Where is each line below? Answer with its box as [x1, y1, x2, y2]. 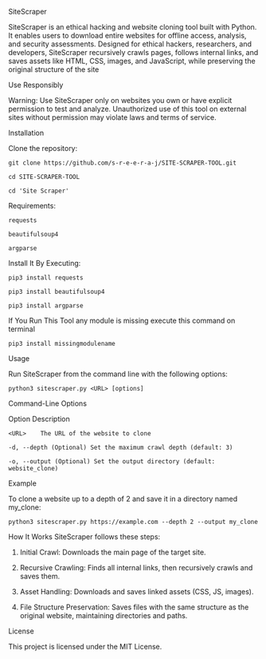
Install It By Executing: [8, 259, 81, 268]
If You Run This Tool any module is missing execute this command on [8, 316, 236, 325]
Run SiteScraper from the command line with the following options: [8, 369, 229, 379]
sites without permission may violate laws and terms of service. [8, 113, 217, 122]
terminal [8, 324, 36, 334]
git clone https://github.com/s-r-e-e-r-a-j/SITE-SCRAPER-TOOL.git [8, 159, 237, 167]
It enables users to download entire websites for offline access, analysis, [8, 31, 247, 40]
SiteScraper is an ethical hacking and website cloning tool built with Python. [8, 22, 257, 31]
